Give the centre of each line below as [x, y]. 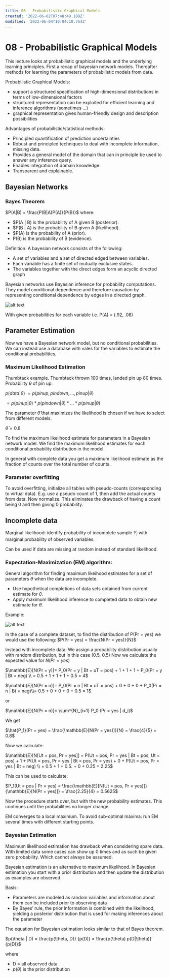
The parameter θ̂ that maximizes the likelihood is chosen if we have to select [85, 413]
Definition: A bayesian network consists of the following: [64, 248]
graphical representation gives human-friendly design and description [86, 113]
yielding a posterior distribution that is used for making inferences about [88, 913]
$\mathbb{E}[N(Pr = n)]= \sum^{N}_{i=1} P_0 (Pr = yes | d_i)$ [69, 711]
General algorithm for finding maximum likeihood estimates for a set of [79, 573]
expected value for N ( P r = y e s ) [37, 660]
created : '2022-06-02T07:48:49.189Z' [45, 16]
